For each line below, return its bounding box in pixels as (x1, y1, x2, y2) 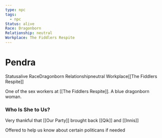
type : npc (5, 7, 26, 12)
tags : (5, 12, 16, 17)
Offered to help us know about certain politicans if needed (5, 127, 125, 133)
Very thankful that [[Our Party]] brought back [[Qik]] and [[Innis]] (5, 117, 139, 123)
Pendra (5, 57, 36, 68)
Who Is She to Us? (5, 106, 50, 113)
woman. (5, 93, 22, 99)
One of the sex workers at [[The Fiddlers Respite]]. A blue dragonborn (5, 88, 150, 94)
